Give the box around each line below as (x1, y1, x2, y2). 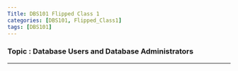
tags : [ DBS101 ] (7, 23, 52, 30)
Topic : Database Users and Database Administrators (7, 46, 193, 56)
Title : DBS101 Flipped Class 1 (7, 10, 100, 18)
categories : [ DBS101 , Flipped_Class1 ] (7, 17, 122, 24)
